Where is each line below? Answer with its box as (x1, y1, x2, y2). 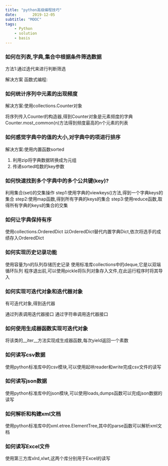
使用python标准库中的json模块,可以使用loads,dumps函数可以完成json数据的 (5, 390, 162, 396)
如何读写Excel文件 (5, 443, 50, 450)
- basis (14, 36, 30, 41)
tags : (5, 21, 17, 27)
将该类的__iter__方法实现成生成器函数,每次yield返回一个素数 (5, 337, 129, 344)
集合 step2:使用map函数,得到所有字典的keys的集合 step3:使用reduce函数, (5, 196, 158, 202)
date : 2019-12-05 (5, 12, 55, 17)
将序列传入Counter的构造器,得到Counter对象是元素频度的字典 (5, 113, 133, 119)
